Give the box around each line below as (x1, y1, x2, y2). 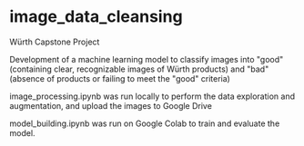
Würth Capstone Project (9, 36, 100, 47)
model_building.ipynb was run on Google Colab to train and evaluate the (9, 118, 280, 129)
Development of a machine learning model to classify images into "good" (9, 54, 284, 64)
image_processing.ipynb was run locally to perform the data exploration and (9, 91, 296, 102)
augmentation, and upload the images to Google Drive (9, 100, 212, 111)
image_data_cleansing (9, 6, 184, 27)
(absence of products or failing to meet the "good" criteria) (9, 73, 230, 83)
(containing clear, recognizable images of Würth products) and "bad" (9, 63, 269, 74)
